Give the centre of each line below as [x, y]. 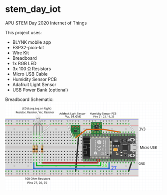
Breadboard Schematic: [29, 99]
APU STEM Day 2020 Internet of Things [46, 23]
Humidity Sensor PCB [35, 79]
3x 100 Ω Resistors [32, 69]
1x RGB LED [24, 63]
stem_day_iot [33, 9]
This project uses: [24, 32]
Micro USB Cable [30, 74]
